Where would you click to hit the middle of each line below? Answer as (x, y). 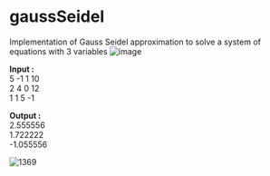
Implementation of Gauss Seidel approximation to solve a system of (135, 42)
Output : (25, 115)
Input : (22, 69)
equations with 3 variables (58, 51)
